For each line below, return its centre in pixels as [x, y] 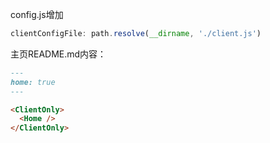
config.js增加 [37, 14]
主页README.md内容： [58, 54]
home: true [33, 82]
